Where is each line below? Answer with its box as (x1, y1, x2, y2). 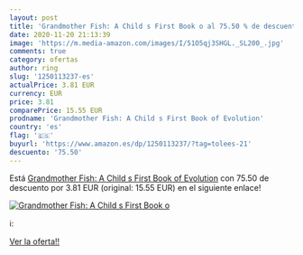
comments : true (9, 47, 67, 56)
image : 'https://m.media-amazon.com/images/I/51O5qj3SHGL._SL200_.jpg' (9, 38, 284, 48)
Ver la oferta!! (9, 236, 60, 247)
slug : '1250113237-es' (9, 72, 95, 81)
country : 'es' (9, 123, 63, 132)
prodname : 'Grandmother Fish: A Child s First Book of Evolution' (9, 114, 264, 123)
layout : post (9, 13, 59, 23)
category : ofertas (9, 55, 78, 64)
